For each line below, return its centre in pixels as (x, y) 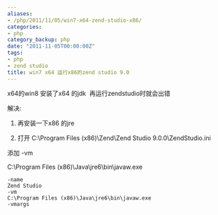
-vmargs (19, 204)
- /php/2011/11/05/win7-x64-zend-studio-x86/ (74, 20)
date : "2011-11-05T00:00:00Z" (51, 46)
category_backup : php (39, 40)
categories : (24, 27)
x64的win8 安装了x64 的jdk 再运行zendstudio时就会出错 (89, 93)
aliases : (20, 14)
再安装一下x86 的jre (46, 123)
